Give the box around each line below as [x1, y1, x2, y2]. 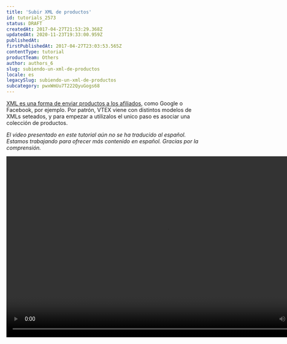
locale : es [6, 72, 34, 78]
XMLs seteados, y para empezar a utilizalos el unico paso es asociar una [6, 113, 190, 120]
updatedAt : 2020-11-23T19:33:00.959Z [6, 32, 103, 38]
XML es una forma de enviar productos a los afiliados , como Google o [6, 100, 183, 107]
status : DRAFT [6, 20, 43, 26]
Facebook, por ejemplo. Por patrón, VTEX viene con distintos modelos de [6, 107, 192, 113]
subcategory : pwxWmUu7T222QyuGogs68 [6, 83, 100, 89]
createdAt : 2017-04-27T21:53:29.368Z [6, 26, 103, 32]
